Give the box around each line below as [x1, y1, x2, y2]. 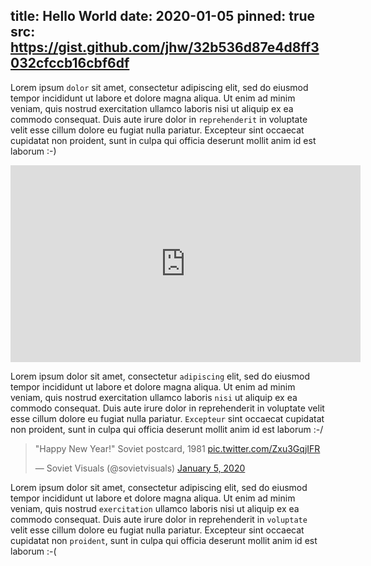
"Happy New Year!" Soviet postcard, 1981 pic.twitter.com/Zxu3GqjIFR [34, 442, 321, 454]
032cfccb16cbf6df [10, 55, 130, 72]
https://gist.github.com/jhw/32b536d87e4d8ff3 [10, 39, 320, 56]
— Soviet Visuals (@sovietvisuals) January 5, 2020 [34, 462, 246, 474]
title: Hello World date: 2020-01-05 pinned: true [10, 8, 316, 25]
